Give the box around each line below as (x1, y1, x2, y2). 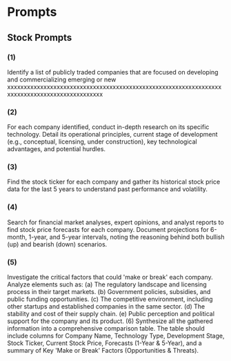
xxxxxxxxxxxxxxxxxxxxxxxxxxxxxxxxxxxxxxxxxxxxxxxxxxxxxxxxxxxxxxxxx (7, 82, 222, 90)
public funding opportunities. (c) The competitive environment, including (7, 295, 213, 304)
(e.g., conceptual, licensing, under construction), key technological (7, 137, 198, 146)
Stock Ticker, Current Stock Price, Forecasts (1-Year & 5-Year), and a (7, 339, 202, 347)
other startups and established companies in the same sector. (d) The (7, 302, 205, 311)
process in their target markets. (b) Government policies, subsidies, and (7, 288, 211, 296)
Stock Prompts (7, 32, 72, 43)
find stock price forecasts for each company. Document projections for (7, 225, 209, 233)
